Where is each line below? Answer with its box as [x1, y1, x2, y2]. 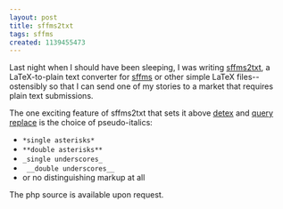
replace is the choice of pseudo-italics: [9, 117, 154, 128]
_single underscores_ [21, 155, 103, 165]
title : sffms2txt [9, 21, 74, 30]
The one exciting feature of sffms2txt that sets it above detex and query [9, 108, 274, 118]
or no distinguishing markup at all [21, 173, 146, 183]
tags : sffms [9, 29, 54, 38]
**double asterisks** [21, 146, 103, 155]
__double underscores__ [26, 165, 115, 173]
